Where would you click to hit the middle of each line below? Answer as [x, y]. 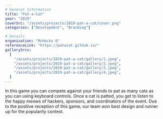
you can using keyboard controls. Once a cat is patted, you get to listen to [79, 96]
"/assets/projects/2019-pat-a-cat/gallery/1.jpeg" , [67, 59]
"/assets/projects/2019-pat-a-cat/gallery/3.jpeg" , [67, 68]
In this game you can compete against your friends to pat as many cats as [79, 91]
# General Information [28, 9]
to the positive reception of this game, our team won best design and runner [82, 106]
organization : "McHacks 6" [32, 41]
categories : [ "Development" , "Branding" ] [48, 28]
